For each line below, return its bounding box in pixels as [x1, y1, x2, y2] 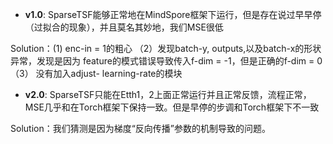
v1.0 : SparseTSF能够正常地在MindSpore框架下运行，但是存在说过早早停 [24, 9, 322, 20]
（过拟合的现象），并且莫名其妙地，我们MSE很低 [24, 21, 224, 33]
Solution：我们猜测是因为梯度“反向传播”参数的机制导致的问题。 [10, 123, 272, 134]
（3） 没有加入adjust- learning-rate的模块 [10, 68, 183, 79]
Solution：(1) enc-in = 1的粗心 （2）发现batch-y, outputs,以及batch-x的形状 [10, 43, 322, 54]
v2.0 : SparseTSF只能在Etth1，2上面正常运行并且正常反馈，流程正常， [24, 89, 312, 100]
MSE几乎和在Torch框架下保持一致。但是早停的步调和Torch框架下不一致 [24, 101, 320, 113]
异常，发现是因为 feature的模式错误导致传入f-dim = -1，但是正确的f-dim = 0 [10, 55, 323, 67]
